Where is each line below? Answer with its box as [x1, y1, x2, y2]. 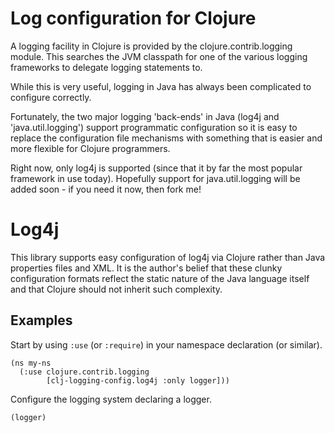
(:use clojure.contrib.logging [19, 367, 150, 377]
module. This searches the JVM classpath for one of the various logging [10, 50, 308, 62]
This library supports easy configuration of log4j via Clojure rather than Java [10, 251, 326, 263]
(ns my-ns [10, 358, 52, 368]
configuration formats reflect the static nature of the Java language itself [10, 272, 310, 284]
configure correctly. [10, 91, 92, 103]
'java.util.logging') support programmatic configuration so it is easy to [10, 121, 298, 133]
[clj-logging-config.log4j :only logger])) [46, 375, 230, 386]
